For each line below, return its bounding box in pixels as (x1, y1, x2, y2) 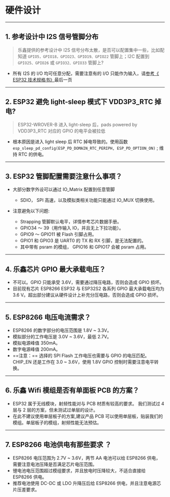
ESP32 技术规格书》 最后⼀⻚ (12, 76, 72, 82)
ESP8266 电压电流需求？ (12, 313, 91, 322)
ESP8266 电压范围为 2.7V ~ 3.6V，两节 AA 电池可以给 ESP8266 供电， (12, 455, 161, 461)
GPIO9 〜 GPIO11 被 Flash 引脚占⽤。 (20, 231, 97, 238)
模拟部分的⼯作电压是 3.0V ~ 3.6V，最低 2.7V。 (12, 334, 112, 339)
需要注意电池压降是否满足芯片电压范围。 (12, 461, 97, 467)
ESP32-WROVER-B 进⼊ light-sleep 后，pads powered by (17, 121, 138, 127)
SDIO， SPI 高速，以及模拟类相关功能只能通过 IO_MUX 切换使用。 (20, 197, 157, 203)
